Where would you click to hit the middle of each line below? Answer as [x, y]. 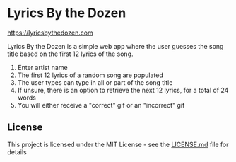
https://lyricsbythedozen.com [50, 33]
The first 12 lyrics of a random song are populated [90, 75]
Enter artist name [43, 67]
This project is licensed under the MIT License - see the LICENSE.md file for [118, 144]
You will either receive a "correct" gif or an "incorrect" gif [101, 105]
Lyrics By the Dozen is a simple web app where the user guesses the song [116, 46]
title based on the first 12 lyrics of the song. [70, 54]
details [17, 152]
